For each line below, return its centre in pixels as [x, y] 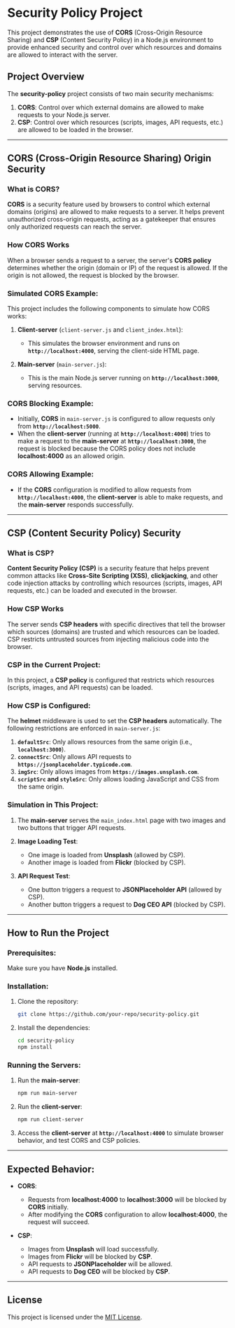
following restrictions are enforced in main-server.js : [84, 728]
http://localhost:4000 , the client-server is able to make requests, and [120, 497]
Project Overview [46, 77]
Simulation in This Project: [53, 805]
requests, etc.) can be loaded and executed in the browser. [92, 591]
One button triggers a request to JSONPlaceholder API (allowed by [125, 890]
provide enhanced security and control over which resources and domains [115, 47]
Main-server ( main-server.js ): [62, 364]
